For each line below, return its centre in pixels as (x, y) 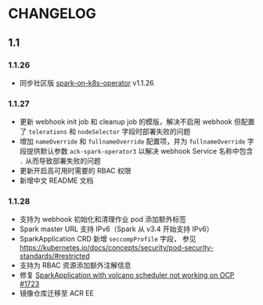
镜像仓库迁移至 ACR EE (56, 293)
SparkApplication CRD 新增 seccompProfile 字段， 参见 (108, 239)
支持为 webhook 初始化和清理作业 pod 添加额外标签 (103, 220)
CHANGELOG (52, 14)
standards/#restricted (54, 256)
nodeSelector (99, 133)
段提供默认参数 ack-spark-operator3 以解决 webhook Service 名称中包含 (136, 151)
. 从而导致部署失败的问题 (60, 161)
